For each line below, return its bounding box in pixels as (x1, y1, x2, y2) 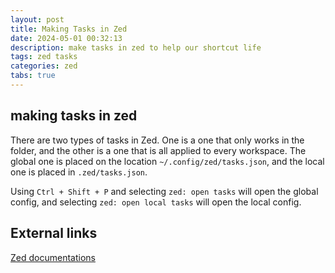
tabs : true (10, 71, 56, 81)
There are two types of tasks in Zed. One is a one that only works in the (10, 134, 305, 146)
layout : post (10, 14, 65, 25)
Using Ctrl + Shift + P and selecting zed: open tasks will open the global (10, 185, 319, 197)
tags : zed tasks (10, 52, 78, 62)
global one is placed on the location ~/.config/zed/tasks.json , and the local (10, 155, 325, 167)
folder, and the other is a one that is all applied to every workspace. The (10, 144, 307, 156)
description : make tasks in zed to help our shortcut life (10, 42, 262, 53)
